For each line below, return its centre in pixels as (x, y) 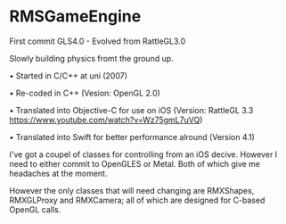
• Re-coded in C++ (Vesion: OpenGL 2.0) (85, 93)
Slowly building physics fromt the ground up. (91, 58)
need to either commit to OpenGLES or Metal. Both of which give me (135, 163)
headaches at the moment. (58, 173)
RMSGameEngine (75, 17)
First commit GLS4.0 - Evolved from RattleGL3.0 (98, 41)
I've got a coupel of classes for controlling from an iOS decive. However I (143, 154)
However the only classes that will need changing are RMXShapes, (132, 190)
